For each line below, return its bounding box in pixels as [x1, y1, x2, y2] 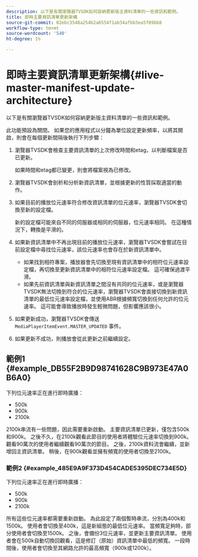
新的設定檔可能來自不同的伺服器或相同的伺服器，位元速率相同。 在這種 [14, 219, 187, 226]
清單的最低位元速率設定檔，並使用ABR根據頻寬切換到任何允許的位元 [23, 295, 189, 302]
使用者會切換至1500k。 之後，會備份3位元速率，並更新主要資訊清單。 [11, 530, 180, 537]
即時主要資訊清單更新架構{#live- [6, 68, 164, 82]
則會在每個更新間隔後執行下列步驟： [16, 134, 104, 141]
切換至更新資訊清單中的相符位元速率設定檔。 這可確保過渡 [44, 266, 186, 273]
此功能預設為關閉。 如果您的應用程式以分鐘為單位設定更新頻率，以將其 [6, 126, 178, 133]
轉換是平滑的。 [30, 226, 67, 233]
